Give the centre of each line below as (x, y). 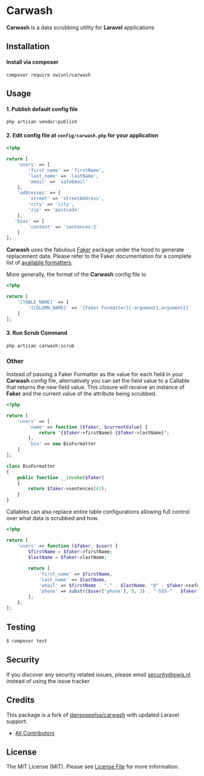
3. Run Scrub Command (37, 333)
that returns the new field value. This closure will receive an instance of (96, 387)
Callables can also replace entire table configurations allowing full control (98, 512)
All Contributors (35, 733)
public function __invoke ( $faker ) (61, 478)
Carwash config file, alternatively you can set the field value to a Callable (98, 381)
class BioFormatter (31, 466)
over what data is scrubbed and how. (53, 518)
